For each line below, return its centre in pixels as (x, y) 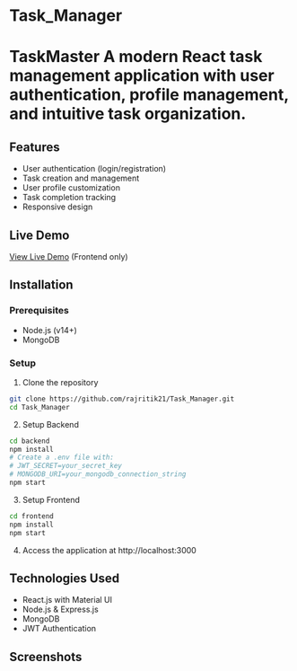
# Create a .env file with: (62, 458)
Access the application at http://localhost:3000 (109, 550)
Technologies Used (64, 578)
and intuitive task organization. (128, 114)
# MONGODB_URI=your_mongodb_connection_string (98, 474)
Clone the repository (60, 382)
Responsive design (57, 207)
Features (35, 147)
